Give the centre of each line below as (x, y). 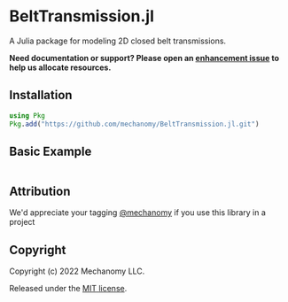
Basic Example (51, 151)
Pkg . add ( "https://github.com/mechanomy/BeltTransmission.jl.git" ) (134, 124)
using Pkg (27, 116)
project (22, 222)
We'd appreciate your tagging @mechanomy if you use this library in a (137, 213)
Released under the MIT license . (68, 288)
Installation (41, 95)
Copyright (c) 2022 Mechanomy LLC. (77, 271)
